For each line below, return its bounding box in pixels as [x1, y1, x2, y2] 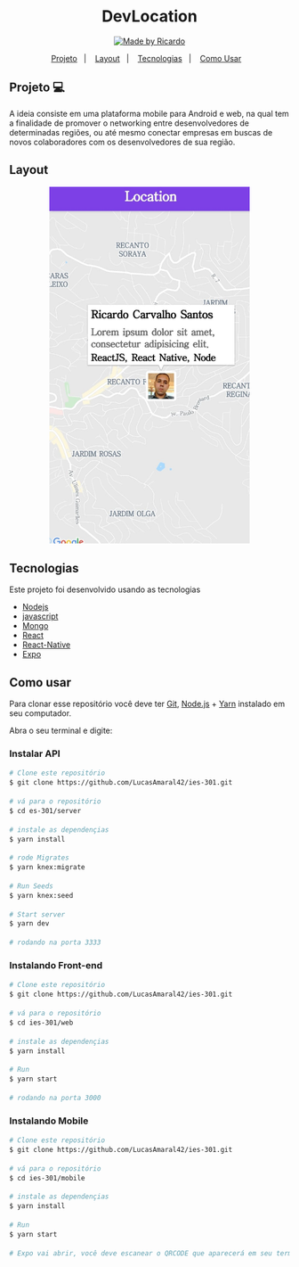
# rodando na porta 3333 [9, 938, 101, 947]
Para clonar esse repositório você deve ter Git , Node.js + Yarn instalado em [9, 698, 286, 710]
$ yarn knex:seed [9, 891, 74, 900]
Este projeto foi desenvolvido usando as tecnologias [9, 584, 201, 595]
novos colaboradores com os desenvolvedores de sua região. [9, 136, 236, 147]
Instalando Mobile [9, 1115, 89, 1127]
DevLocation [101, 6, 198, 27]
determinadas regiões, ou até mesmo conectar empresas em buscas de [9, 127, 273, 137]
